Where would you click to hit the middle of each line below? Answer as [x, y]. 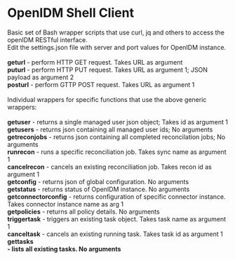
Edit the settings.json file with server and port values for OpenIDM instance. [117, 47]
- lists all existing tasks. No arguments [64, 249]
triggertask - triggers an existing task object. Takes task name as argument [117, 219]
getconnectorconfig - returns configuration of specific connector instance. [116, 196]
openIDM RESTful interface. [47, 39]
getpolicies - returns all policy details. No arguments [83, 212]
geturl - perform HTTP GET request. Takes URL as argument [95, 62]
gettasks [20, 241]
